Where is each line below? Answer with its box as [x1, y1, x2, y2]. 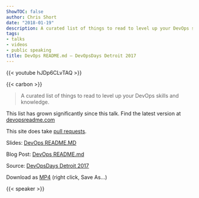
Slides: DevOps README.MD [6, 139, 77, 146]
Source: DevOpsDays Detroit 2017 [6, 162, 89, 169]
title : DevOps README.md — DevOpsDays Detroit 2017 [6, 53, 136, 59]
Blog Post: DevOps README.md [6, 151, 85, 158]
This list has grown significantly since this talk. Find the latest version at [6, 110, 181, 117]
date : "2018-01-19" [6, 20, 54, 25]
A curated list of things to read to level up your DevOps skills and [20, 92, 179, 99]
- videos [6, 42, 28, 48]
